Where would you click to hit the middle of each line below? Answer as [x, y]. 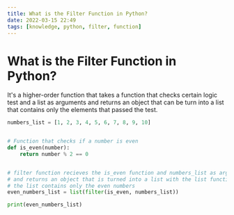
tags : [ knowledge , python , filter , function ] [74, 26]
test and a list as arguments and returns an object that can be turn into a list [116, 102]
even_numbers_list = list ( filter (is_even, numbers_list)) [93, 192]
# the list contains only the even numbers [71, 186]
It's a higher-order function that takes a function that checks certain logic [112, 95]
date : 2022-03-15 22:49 [42, 20]
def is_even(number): [39, 148]
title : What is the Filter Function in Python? [78, 14]
